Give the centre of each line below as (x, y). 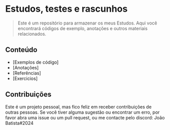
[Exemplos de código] (36, 62)
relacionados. (32, 34)
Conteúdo (21, 50)
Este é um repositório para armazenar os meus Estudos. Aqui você (87, 23)
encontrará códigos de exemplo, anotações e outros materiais (83, 28)
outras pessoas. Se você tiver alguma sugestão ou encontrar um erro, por (82, 112)
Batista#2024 (20, 123)
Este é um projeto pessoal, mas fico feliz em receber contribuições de (78, 107)
